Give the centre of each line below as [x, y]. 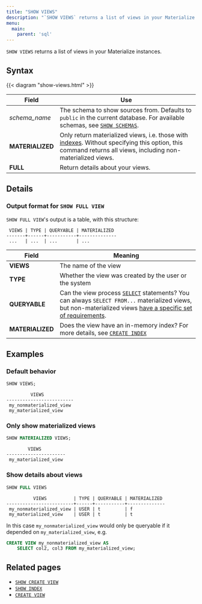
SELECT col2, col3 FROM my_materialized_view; [76, 548]
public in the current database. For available [122, 117]
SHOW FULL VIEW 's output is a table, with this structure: [73, 219]
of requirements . [83, 315]
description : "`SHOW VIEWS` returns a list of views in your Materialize [101, 18]
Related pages [34, 567]
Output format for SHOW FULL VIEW [55, 206]
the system [75, 283]
